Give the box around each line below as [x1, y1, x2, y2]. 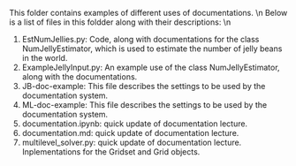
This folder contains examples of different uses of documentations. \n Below [9, 8, 288, 18]
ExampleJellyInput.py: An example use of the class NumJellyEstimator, [21, 62, 280, 72]
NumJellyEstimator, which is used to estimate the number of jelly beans [21, 43, 283, 54]
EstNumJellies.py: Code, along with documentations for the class [21, 34, 260, 44]
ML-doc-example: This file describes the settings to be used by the [21, 100, 268, 109]
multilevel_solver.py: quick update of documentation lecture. [21, 137, 242, 147]
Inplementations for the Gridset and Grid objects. [21, 147, 201, 157]
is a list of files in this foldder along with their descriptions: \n [9, 17, 231, 27]
